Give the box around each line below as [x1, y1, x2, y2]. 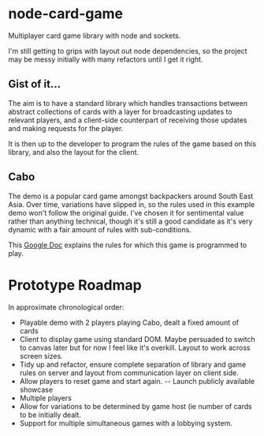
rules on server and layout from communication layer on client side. [19, 368, 239, 378]
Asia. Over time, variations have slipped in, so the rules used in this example [8, 199, 255, 209]
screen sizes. [19, 351, 63, 360]
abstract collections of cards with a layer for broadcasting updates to [8, 107, 232, 116]
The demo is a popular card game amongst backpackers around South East [8, 191, 254, 201]
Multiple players [19, 393, 73, 403]
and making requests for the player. [8, 123, 124, 133]
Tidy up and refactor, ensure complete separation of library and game [19, 359, 247, 369]
